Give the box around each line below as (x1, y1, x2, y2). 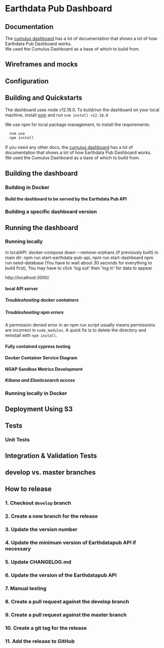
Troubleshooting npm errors (5, 309, 64, 315)
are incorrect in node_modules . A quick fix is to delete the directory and (5, 327, 146, 333)
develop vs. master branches (5, 468, 96, 477)
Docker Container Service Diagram (5, 354, 77, 360)
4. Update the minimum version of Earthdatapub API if (5, 539, 136, 546)
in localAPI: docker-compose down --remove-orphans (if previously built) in (5, 249, 158, 255)
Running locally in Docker (5, 389, 68, 396)
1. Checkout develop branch (5, 500, 71, 506)
